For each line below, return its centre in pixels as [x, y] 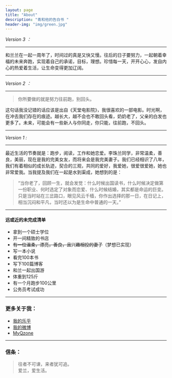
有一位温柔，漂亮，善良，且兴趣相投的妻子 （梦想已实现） [73, 245]
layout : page [19, 10]
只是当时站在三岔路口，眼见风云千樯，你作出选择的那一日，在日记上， [92, 196]
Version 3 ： [18, 39]
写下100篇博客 [28, 264]
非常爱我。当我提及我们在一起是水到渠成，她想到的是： [63, 172]
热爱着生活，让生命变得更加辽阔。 [50, 68]
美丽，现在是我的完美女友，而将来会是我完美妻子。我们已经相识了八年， [90, 159]
